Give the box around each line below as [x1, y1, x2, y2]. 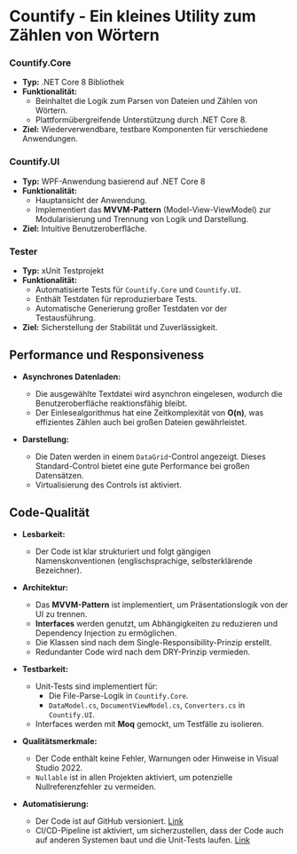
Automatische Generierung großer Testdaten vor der [35, 304, 228, 314]
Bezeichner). [35, 565, 82, 575]
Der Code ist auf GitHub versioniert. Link [35, 815, 184, 826]
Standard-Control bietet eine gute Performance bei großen [35, 460, 250, 471]
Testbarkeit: [21, 663, 69, 674]
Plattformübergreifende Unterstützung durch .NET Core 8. [35, 115, 248, 125]
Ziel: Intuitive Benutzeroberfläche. [21, 223, 148, 233]
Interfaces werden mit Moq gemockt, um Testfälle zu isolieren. [35, 718, 264, 729]
